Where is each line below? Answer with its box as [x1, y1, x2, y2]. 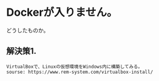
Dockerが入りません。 [6, 5, 118, 19]
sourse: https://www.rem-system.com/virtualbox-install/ [6, 69, 154, 75]
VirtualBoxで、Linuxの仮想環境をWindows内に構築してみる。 [6, 63, 143, 70]
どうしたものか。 [6, 27, 49, 34]
